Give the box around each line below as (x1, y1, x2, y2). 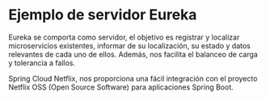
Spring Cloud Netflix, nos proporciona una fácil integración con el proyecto (8, 73, 258, 83)
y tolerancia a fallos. (8, 58, 76, 68)
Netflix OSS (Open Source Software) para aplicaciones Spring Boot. (8, 82, 234, 92)
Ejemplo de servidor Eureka (8, 6, 197, 24)
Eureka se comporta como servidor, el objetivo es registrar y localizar (8, 32, 240, 42)
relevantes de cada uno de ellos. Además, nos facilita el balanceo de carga (8, 49, 259, 59)
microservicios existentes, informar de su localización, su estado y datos (8, 40, 251, 50)
